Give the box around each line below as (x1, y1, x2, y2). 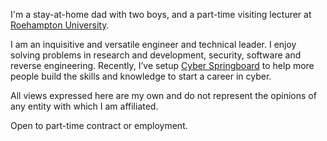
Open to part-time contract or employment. (10, 120, 188, 131)
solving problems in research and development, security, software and (10, 49, 302, 61)
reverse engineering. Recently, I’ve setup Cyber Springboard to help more (10, 60, 315, 71)
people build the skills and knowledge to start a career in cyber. (10, 70, 272, 82)
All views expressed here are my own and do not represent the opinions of (10, 90, 317, 101)
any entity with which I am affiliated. (10, 100, 159, 112)
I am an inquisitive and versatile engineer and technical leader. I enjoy (10, 39, 297, 50)
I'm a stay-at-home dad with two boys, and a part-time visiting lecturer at (10, 9, 312, 20)
